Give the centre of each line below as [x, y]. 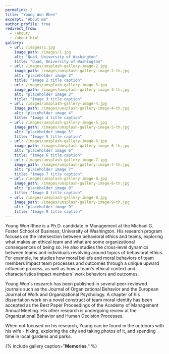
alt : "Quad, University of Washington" [56, 57]
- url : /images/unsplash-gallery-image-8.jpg [59, 179]
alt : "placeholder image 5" [44, 132]
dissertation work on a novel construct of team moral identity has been [79, 300]
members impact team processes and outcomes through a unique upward [82, 263]
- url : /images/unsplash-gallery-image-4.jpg [59, 104]
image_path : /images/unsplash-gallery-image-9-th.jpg [72, 202]
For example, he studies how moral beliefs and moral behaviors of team [79, 258]
